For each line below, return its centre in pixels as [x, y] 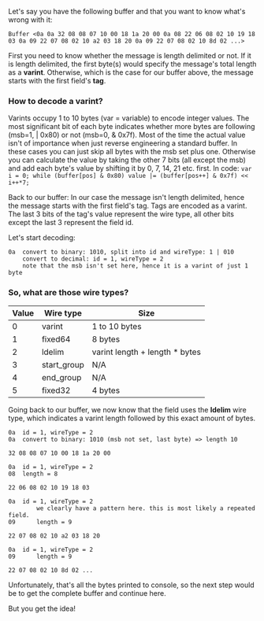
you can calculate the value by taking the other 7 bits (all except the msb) [127, 160]
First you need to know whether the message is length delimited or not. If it [130, 55]
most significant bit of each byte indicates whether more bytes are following [132, 127]
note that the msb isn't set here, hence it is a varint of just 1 [135, 266]
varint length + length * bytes [146, 352]
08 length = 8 [33, 474]
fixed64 [56, 339]
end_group [62, 377]
